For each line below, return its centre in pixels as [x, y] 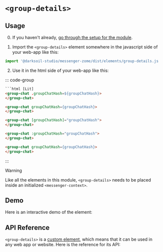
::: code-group [20, 80]
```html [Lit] [20, 89]
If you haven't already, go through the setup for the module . [72, 37]
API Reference [27, 227]
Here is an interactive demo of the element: [49, 212]
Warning [13, 170]
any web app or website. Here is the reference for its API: [63, 245]
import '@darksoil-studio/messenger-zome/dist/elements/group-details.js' [83, 61]
